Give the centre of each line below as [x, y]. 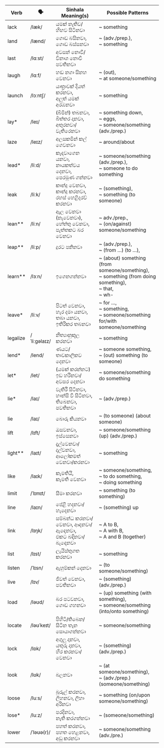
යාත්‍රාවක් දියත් [71, 86]
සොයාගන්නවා [71, 631]
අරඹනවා [65, 105]
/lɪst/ [36, 554]
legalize [16, 338]
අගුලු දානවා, [68, 639]
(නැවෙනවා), [69, 218]
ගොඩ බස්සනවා [72, 44]
